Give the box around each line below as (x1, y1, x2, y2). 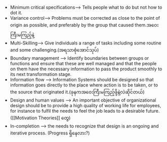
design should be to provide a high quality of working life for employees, (10, 103, 161, 108)
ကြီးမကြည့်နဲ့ (10, 32, 34, 37)
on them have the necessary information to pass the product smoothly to (10, 66, 162, 72)
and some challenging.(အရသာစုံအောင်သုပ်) (10, 47, 99, 53)
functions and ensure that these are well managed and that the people (10, 61, 157, 66)
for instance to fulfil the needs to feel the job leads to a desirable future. (10, 108, 160, 114)
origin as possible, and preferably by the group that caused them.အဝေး (10, 22, 159, 28)
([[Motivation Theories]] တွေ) (10, 115, 71, 121)
